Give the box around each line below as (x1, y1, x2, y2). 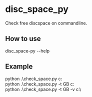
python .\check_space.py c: (5, 75, 62, 81)
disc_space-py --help (5, 47, 50, 53)
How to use (5, 34, 41, 43)
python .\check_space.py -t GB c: (5, 81, 74, 87)
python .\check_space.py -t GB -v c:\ (5, 86, 81, 92)
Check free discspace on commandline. (5, 20, 87, 26)
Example (5, 62, 33, 71)
